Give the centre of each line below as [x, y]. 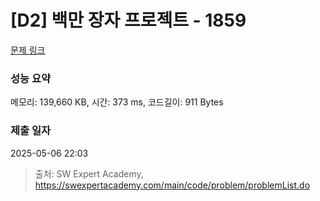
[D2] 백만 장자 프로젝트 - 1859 [128, 20]
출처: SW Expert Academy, [89, 173]
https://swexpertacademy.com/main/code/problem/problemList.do [172, 185]
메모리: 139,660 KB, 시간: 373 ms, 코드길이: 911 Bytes [117, 102]
